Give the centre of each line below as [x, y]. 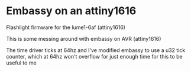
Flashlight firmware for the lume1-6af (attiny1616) [66, 27]
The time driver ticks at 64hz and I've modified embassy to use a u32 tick [96, 50]
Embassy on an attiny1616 [71, 11]
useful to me [21, 63]
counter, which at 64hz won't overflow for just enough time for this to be [95, 56]
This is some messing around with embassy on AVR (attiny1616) [84, 38]
